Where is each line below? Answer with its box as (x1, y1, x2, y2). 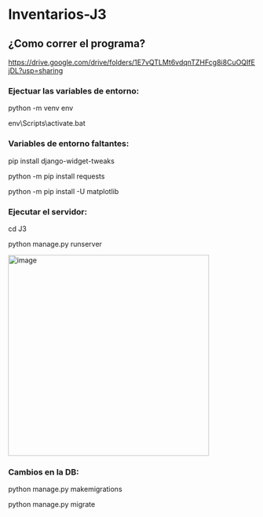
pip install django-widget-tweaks (8, 156, 115, 166)
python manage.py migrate (8, 500, 96, 509)
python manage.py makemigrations (8, 485, 123, 494)
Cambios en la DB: (8, 466, 80, 477)
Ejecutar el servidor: (8, 206, 88, 217)
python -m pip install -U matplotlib (8, 186, 119, 196)
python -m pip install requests (8, 171, 105, 181)
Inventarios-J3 (8, 5, 108, 24)
